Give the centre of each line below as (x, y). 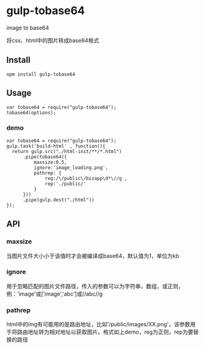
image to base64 (28, 28)
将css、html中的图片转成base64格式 (53, 40)
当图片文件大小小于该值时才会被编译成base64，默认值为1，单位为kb (93, 256)
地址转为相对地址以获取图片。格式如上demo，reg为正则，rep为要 (110, 332)
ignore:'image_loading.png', (71, 167)
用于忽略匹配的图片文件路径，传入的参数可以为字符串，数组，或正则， (95, 286)
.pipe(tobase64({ (45, 157)
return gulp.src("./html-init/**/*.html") (67, 151)
